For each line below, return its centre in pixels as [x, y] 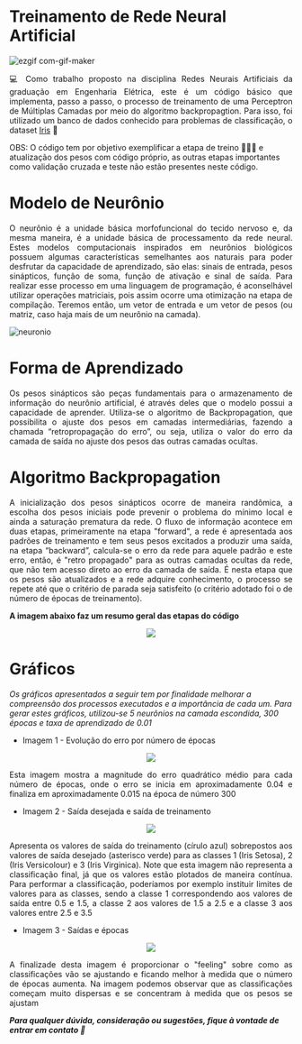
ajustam [24, 1003]
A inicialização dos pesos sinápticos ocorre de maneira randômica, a [151, 502]
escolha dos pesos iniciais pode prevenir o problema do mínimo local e [151, 512]
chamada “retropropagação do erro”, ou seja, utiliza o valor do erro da [151, 431]
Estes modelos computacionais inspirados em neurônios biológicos [151, 247]
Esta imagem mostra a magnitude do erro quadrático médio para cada [151, 774]
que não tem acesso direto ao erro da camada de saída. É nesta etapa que [151, 569]
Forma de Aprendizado [97, 368]
